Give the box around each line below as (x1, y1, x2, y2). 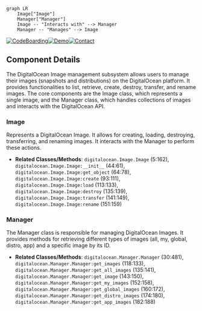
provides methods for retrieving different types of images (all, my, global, (6, 235, 188, 243)
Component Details (6, 55, 80, 65)
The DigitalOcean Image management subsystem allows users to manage (6, 70, 189, 78)
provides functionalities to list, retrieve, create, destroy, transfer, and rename (6, 83, 197, 90)
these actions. (6, 144, 42, 152)
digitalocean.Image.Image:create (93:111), (14, 175, 121, 182)
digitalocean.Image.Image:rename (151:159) (14, 200, 122, 208)
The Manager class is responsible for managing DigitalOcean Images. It (6, 229, 184, 236)
